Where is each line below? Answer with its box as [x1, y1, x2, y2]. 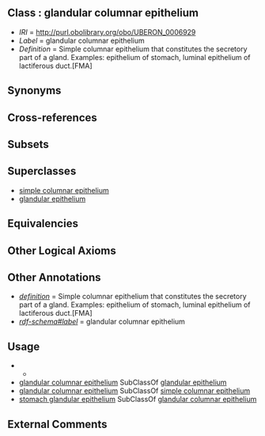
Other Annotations [7, 271, 101, 284]
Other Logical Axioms [7, 244, 116, 257]
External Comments [7, 417, 108, 430]
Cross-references [7, 111, 98, 124]
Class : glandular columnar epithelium [7, 6, 199, 20]
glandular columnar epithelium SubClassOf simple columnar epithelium [18, 386, 251, 396]
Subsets [7, 138, 49, 151]
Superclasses [7, 165, 77, 178]
